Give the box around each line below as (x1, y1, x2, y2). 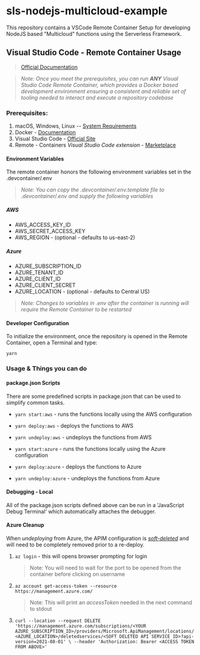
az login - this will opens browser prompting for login (14, 552, 147, 560)
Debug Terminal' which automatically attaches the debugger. (6, 508, 156, 515)
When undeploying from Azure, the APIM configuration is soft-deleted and (6, 534, 189, 542)
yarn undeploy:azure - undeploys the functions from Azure (14, 474, 160, 481)
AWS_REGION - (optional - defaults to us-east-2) (14, 234, 136, 241)
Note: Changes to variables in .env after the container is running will (20, 299, 189, 307)
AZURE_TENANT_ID (14, 269, 64, 276)
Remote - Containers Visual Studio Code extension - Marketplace (14, 141, 176, 149)
